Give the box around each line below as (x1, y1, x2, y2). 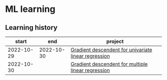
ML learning (5, 3, 56, 15)
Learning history (5, 23, 58, 32)
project (106, 38, 124, 45)
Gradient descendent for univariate (70, 46, 153, 53)
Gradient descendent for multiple (70, 61, 148, 68)
